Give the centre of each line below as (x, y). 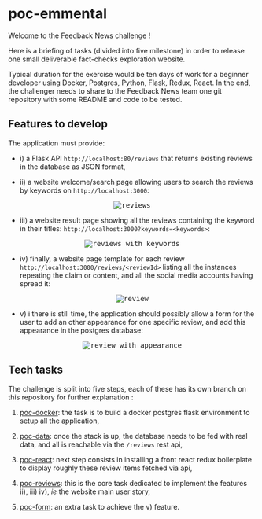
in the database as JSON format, (72, 167)
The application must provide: (56, 143)
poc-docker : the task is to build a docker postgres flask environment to (135, 412)
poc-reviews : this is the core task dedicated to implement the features (133, 483)
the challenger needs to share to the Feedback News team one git (115, 90)
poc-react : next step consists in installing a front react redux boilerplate (136, 459)
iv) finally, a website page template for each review (102, 258)
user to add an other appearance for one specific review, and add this (133, 322)
